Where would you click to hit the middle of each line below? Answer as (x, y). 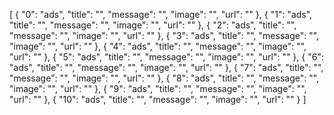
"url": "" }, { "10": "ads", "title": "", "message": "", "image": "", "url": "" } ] (158, 99)
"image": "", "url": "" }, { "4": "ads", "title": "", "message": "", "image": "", (158, 46)
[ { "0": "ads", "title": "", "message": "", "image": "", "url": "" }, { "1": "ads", (161, 14)
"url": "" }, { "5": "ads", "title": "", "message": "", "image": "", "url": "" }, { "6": (166, 57)
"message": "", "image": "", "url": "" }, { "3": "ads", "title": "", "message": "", (164, 35)
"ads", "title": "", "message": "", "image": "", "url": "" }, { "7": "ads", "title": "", (166, 67)
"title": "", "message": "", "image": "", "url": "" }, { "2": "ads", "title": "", (153, 25)
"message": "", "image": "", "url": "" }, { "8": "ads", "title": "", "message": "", (164, 78)
